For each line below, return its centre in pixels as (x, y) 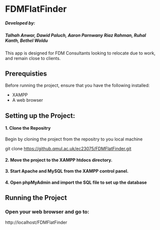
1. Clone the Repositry (28, 128)
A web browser (27, 100)
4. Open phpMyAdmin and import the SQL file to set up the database (76, 182)
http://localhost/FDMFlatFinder (36, 223)
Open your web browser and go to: (47, 212)
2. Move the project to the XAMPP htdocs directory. (59, 160)
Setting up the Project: (40, 116)
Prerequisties (26, 73)
